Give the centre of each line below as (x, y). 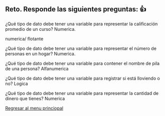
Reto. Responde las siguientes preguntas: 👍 (76, 9)
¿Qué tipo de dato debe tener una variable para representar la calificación (81, 24)
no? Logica (17, 83)
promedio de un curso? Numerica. (41, 29)
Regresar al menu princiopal (34, 108)
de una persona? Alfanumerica (37, 68)
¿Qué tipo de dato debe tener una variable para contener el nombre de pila (82, 63)
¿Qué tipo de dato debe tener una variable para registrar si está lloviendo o (83, 78)
